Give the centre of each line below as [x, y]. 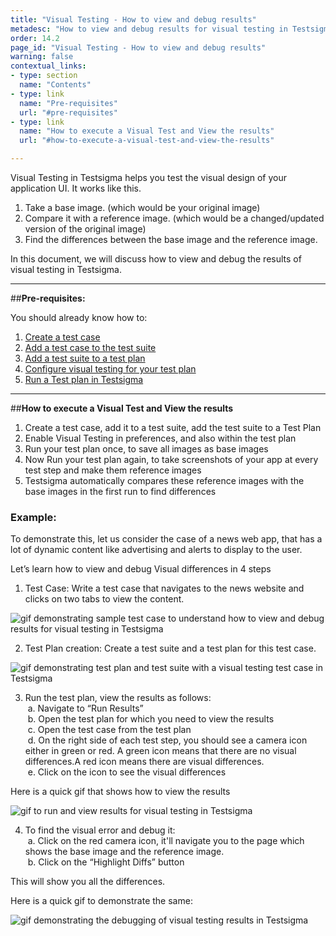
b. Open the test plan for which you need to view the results [151, 719]
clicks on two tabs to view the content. [104, 599]
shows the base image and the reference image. [124, 852]
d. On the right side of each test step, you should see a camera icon [167, 740]
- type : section [44, 76]
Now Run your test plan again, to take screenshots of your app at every [171, 459]
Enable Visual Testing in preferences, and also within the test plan [160, 438]
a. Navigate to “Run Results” [85, 708]
